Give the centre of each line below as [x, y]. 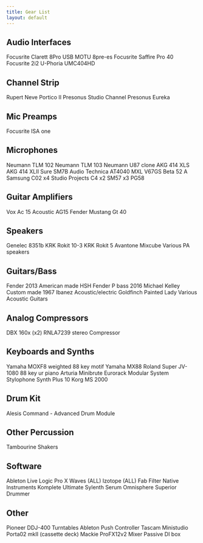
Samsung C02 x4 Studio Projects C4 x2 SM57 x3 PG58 [75, 178]
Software [24, 466]
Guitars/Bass [32, 271]
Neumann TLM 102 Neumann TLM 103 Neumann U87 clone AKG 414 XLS [98, 165]
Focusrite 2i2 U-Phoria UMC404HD [51, 63]
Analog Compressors [47, 318]
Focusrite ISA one [29, 131]
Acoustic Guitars [27, 299]
